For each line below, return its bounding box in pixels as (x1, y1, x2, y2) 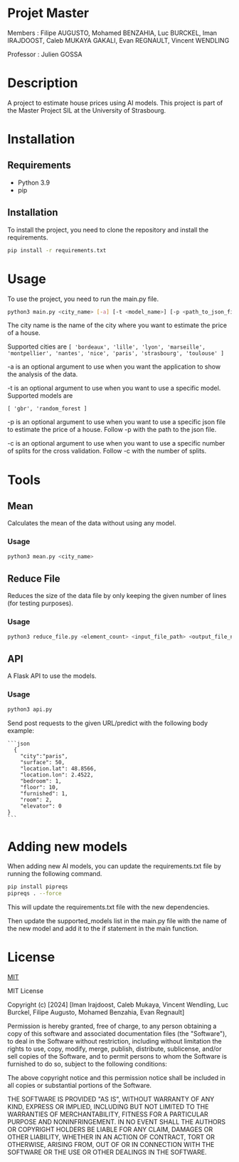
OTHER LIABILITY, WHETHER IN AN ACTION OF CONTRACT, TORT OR (7, 1133, 215, 1141)
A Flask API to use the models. (7, 672, 97, 680)
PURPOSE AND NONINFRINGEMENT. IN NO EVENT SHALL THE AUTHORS (7, 1118, 226, 1126)
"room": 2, (20, 796, 53, 803)
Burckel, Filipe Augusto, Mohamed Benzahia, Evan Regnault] (7, 1008, 185, 1017)
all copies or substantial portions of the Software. (7, 1081, 152, 1090)
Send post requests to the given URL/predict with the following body (7, 719, 208, 727)
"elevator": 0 (20, 802, 62, 810)
